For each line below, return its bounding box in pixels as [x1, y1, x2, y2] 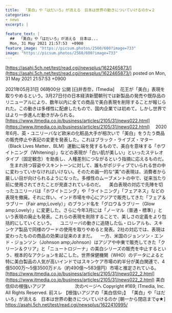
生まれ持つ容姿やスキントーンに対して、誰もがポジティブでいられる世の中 [9, 162, 166, 168]
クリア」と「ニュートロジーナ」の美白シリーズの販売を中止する [23, 245, 158, 251]
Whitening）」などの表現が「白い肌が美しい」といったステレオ [32, 149, 164, 155]
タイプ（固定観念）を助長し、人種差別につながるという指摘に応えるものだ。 [5, 155, 167, 162]
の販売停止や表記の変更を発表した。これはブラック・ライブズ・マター [5, 136, 154, 143]
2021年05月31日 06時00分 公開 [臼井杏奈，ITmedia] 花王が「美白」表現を [5, 86, 165, 92]
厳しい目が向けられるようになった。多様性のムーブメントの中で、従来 [5, 175, 153, 181]
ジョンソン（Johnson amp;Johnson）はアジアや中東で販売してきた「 [14, 239, 161, 245]
